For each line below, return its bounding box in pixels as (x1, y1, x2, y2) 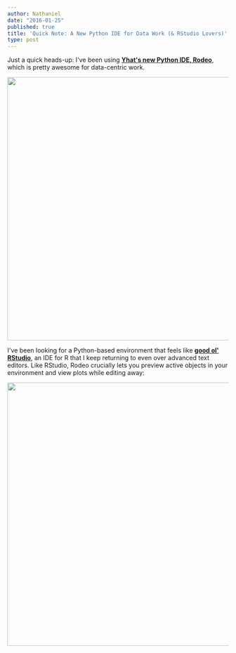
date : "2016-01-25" (7, 17, 65, 24)
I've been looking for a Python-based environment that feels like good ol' (7, 346, 219, 355)
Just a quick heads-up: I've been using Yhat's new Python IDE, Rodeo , (7, 55, 214, 64)
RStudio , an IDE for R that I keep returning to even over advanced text (7, 354, 209, 362)
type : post (7, 37, 39, 44)
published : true (7, 23, 55, 30)
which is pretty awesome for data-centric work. (7, 63, 145, 72)
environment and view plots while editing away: (7, 369, 145, 377)
